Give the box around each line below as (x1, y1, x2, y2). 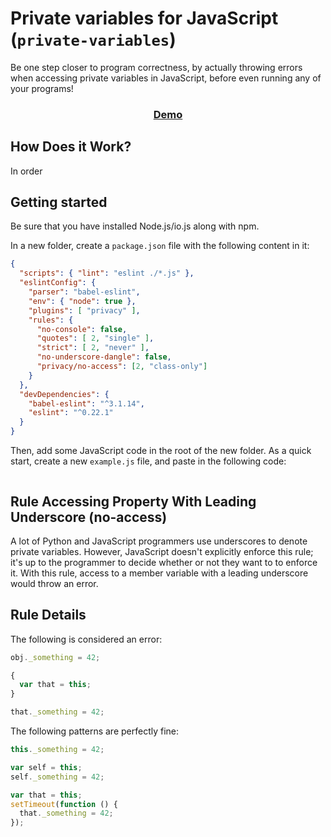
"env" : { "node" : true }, (28, 296, 137, 306)
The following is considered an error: (10, 633, 163, 645)
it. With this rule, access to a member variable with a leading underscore (10, 567, 309, 579)
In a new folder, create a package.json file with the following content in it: (10, 240, 310, 252)
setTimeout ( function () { (10, 799, 118, 809)
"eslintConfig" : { (19, 278, 97, 288)
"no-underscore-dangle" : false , (36, 352, 172, 362)
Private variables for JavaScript (10, 7, 279, 30)
